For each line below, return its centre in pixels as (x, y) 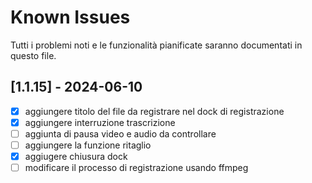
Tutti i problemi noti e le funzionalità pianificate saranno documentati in (156, 45)
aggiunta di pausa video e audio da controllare (120, 133)
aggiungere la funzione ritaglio (88, 145)
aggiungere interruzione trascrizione (100, 122)
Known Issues (70, 17)
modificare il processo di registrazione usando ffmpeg (136, 168)
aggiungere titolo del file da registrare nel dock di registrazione (154, 111)
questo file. (33, 55)
